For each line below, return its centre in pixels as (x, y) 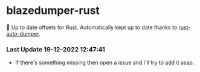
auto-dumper (23, 33)
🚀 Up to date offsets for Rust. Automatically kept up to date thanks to (92, 27)
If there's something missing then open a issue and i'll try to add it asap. (105, 63)
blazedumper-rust (53, 11)
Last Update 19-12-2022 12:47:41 (56, 49)
